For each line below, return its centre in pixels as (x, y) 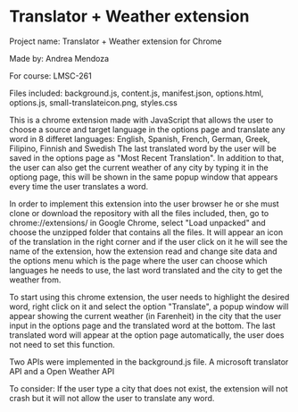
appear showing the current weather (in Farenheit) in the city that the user (145, 315)
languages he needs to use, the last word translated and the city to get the (146, 270)
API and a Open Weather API (62, 371)
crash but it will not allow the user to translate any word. (112, 398)
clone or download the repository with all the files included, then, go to (139, 213)
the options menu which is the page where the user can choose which (138, 260)
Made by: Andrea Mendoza (59, 58)
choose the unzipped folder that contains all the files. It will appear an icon (146, 232)
